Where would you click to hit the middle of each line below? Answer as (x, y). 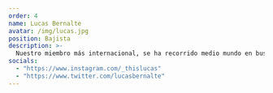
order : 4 (23, 16)
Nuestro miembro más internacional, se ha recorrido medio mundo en (134, 53)
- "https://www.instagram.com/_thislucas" (89, 69)
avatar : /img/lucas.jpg (49, 31)
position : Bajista (39, 38)
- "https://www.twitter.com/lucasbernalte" (90, 76)
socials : (23, 61)
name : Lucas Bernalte (45, 23)
